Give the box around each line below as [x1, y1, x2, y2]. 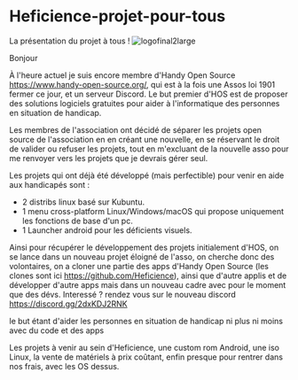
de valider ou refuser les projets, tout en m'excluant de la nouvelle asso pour [9, 143, 290, 154]
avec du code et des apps [9, 325, 105, 336]
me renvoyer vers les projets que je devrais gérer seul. [9, 152, 208, 163]
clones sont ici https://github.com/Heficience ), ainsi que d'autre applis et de [9, 270, 287, 281]
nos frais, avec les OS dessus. [9, 361, 120, 371]
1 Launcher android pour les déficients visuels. [21, 224, 192, 236]
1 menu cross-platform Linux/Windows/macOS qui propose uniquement [21, 206, 285, 216]
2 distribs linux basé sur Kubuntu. [21, 197, 145, 207]
